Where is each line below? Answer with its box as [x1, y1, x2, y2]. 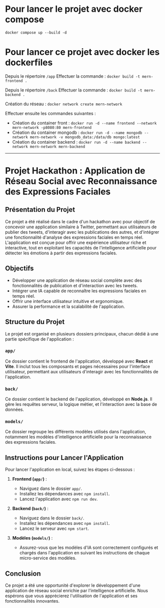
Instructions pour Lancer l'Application [5, 454, 124, 462]
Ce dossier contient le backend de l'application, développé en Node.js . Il [5, 396, 152, 402]
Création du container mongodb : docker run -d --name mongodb [12, 129, 142, 135]
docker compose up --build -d [5, 30, 67, 35]
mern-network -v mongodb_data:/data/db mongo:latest [30, 134, 140, 140]
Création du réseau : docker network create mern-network [5, 101, 123, 107]
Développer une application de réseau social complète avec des [12, 277, 142, 283]
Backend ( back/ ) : [12, 506, 49, 512]
